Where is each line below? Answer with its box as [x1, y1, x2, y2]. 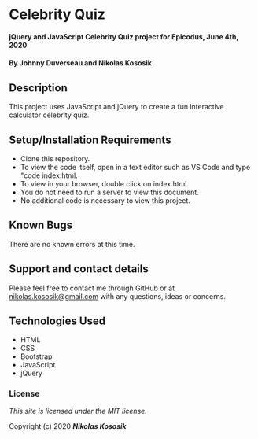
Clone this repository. [20, 154, 90, 163]
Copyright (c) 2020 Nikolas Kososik [9, 421, 127, 430]
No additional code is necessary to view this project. [20, 196, 191, 205]
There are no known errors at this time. [9, 239, 136, 249]
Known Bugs [9, 219, 73, 232]
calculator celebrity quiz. [9, 110, 90, 120]
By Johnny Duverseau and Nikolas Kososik [9, 58, 153, 68]
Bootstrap [20, 352, 53, 361]
